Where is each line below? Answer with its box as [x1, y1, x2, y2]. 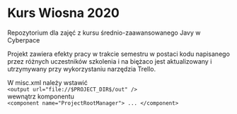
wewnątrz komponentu [7, 92, 74, 101]
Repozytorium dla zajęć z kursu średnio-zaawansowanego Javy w [7, 28, 201, 37]
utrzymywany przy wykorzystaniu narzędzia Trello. [7, 64, 156, 73]
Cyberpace [7, 35, 40, 44]
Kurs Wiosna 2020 [7, 5, 120, 21]
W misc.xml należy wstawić [7, 78, 88, 86]
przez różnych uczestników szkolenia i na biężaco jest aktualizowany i [7, 57, 212, 65]
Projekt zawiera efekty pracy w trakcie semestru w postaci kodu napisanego [7, 50, 230, 58]
